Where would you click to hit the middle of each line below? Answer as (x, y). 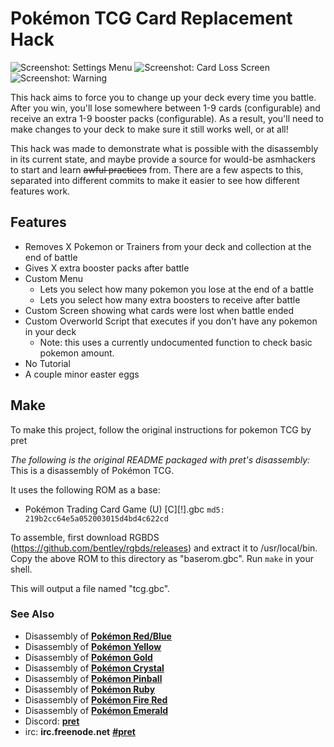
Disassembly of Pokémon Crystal (94, 668)
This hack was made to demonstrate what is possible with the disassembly (164, 148)
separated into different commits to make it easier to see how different (155, 180)
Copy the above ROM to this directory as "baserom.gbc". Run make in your (162, 558)
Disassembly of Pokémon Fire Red (96, 699)
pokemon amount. (77, 353)
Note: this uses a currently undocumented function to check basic (176, 342)
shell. (21, 569)
